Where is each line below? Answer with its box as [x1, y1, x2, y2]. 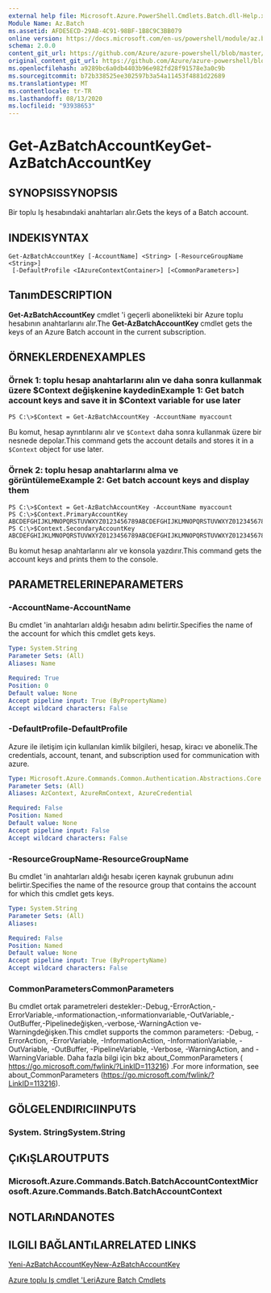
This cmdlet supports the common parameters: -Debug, [68, 1027, 254, 1037]
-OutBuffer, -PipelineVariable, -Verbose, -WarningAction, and [51, 1044, 254, 1055]
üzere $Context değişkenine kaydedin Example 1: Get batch [8, 385, 244, 396]
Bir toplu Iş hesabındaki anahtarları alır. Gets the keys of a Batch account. [8, 208, 249, 217]
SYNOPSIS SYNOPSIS [8, 186, 119, 200]
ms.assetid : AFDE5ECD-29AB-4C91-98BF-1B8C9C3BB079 [8, 27, 182, 35]
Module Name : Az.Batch [8, 19, 85, 27]
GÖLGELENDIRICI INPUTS [8, 1102, 137, 1116]
